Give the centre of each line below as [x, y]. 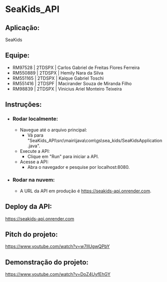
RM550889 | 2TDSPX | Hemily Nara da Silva [58, 73]
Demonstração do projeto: [47, 262]
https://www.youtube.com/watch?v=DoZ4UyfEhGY [58, 274]
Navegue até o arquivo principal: [53, 130]
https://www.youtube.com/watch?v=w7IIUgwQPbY [57, 246]
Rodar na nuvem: [33, 180]
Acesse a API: [34, 162]
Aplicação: [22, 28]
